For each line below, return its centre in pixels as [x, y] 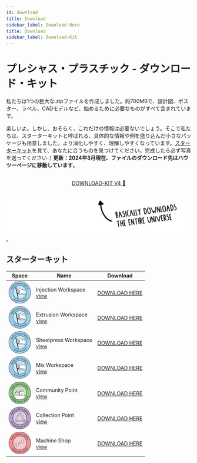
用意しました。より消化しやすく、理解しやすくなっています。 [101, 143]
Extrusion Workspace [62, 315]
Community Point [57, 390]
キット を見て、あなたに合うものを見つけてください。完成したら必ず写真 [103, 151]
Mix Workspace [55, 365]
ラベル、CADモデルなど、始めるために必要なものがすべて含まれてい [104, 108]
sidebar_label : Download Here [43, 25]
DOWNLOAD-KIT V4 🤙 [99, 183]
